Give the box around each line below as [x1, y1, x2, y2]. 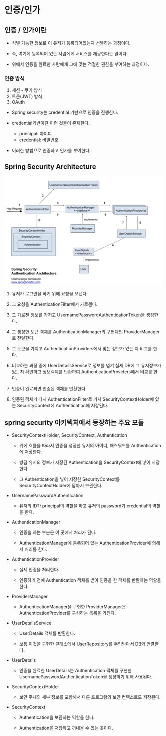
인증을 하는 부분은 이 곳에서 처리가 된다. [19, 529, 97, 535]
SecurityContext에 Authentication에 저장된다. [17, 403, 109, 409]
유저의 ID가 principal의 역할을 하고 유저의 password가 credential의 [19, 503, 152, 509]
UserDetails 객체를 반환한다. [19, 630, 76, 636]
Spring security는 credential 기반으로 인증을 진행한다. [11, 109, 119, 115]
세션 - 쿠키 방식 [11, 87, 42, 93]
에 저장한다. [19, 448, 42, 455]
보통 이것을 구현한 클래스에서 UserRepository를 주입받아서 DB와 [19, 641, 146, 647]
